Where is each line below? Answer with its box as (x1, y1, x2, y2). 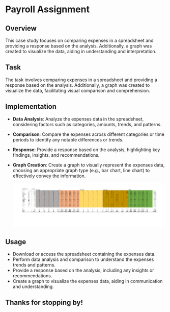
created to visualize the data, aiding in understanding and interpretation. (5, 49, 157, 54)
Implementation (5, 102, 57, 111)
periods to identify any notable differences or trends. (12, 136, 124, 142)
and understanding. (12, 283, 54, 290)
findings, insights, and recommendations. (12, 152, 100, 158)
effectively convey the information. (12, 173, 86, 179)
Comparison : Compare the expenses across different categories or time (12, 131, 164, 137)
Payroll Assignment (5, 4, 90, 15)
